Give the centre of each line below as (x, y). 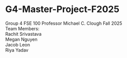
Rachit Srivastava (23, 34)
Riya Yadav (17, 50)
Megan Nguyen (21, 39)
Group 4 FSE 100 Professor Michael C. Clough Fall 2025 (64, 23)
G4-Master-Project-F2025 (62, 9)
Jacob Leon (18, 44)
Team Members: (22, 28)
